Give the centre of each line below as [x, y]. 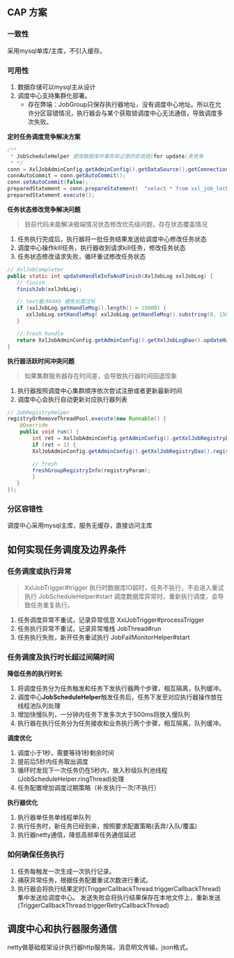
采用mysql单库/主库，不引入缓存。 [57, 50]
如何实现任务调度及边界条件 [67, 549]
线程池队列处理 [39, 706]
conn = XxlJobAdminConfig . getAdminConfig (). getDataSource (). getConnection [118, 169]
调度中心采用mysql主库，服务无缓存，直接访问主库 [80, 526]
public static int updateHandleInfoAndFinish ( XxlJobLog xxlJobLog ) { [110, 276]
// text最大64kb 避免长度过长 [56, 302]
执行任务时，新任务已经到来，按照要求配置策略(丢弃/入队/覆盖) [107, 826]
